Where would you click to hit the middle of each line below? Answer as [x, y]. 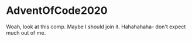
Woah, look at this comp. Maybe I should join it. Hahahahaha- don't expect [96, 27]
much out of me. [26, 32]
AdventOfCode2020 [57, 11]
